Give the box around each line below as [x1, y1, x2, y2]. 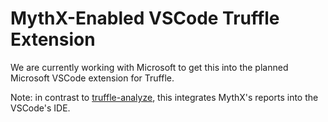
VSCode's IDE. [10, 102, 71, 114]
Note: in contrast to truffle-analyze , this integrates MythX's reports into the [10, 91, 319, 103]
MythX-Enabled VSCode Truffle [10, 7, 280, 30]
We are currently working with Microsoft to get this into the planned [10, 61, 289, 73]
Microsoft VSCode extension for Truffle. [10, 72, 175, 84]
